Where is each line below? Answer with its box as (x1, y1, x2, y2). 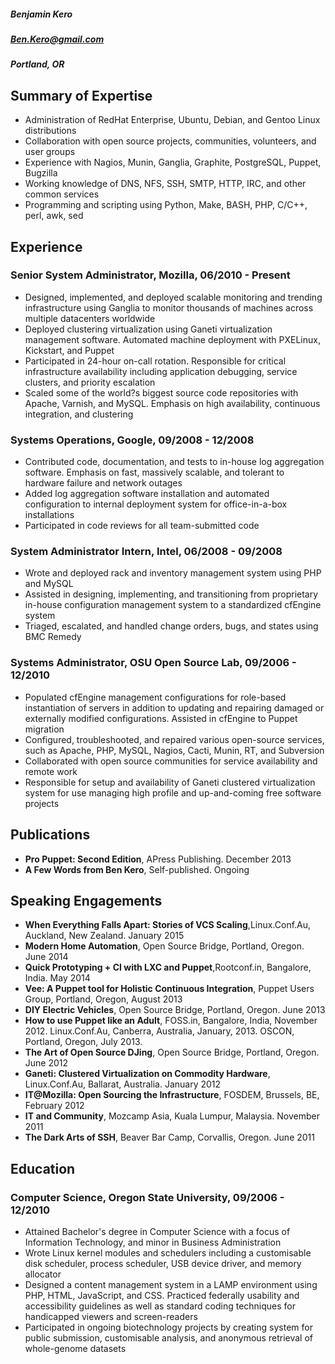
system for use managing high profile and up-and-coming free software (24, 786, 322, 799)
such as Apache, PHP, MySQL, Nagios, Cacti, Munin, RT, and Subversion (24, 744, 325, 756)
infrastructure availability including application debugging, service (24, 365, 298, 377)
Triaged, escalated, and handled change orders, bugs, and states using (24, 620, 319, 632)
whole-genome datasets (24, 1343, 127, 1355)
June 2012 (24, 1057, 69, 1069)
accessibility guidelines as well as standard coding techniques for (24, 1300, 297, 1312)
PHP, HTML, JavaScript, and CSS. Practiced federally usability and (24, 1290, 300, 1302)
